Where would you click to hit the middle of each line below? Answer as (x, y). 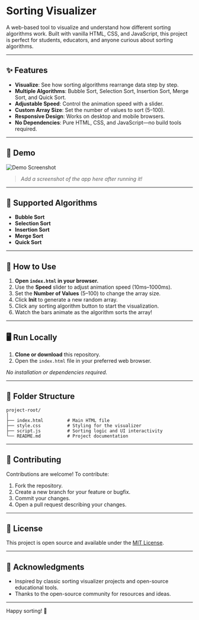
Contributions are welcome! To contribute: (58, 474)
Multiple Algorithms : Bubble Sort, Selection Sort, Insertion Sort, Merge (102, 91)
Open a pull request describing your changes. (70, 504)
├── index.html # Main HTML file (58, 420)
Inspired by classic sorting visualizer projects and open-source (92, 581)
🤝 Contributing (34, 460)
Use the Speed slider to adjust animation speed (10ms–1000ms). (93, 287)
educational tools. (36, 587)
